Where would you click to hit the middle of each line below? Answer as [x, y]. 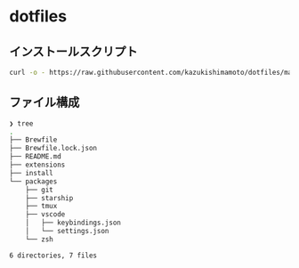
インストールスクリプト [73, 51]
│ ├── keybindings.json [73, 223]
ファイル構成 [44, 103]
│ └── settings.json [67, 231]
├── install [31, 173]
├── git [39, 190]
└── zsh [39, 239]
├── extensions [37, 165]
